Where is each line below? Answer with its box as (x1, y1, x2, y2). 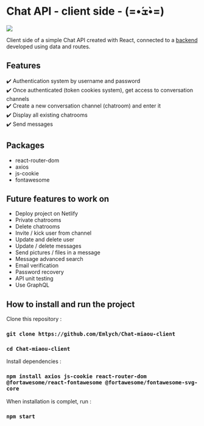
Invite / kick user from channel (15, 229, 92, 237)
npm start (6, 413, 35, 420)
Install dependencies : (6, 358, 62, 365)
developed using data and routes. (6, 43, 91, 50)
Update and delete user (15, 236, 75, 243)
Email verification (15, 262, 59, 270)
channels (6, 95, 29, 102)
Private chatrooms (15, 216, 62, 224)
